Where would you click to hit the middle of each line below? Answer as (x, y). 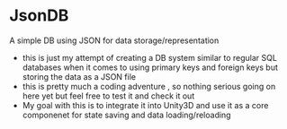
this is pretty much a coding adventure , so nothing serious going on (149, 86)
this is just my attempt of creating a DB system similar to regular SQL (149, 57)
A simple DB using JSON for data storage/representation (114, 40)
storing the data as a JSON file (79, 76)
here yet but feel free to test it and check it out (108, 96)
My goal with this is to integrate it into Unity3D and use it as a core (145, 105)
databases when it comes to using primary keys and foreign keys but (150, 67)
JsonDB (39, 16)
